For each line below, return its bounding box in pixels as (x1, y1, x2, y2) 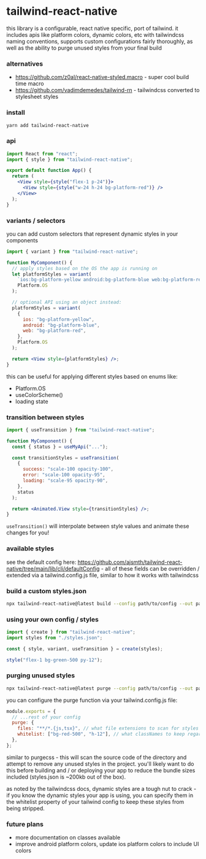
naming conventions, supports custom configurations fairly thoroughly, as (6, 37, 193, 45)
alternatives (6, 60, 44, 68)
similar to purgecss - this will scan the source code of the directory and (6, 753, 187, 761)
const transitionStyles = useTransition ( (12, 455, 120, 461)
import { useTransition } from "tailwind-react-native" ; (6, 426, 155, 433)
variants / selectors (6, 216, 66, 225)
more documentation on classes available (15, 834, 121, 841)
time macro (15, 80, 44, 87)
